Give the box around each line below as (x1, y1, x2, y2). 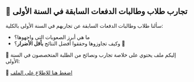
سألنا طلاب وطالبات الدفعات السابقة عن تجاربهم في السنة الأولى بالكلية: (5, 22, 163, 29)
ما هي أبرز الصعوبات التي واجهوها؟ (14, 34, 90, 41)
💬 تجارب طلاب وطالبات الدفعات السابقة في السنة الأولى (5, 6, 188, 17)
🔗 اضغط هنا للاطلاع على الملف (5, 69, 73, 76)
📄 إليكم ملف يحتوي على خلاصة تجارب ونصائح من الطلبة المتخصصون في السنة (5, 51, 176, 58)
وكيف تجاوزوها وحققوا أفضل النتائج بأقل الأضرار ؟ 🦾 (14, 40, 126, 47)
